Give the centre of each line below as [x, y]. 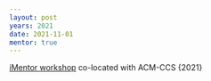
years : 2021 [31, 26]
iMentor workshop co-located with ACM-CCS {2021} [106, 68]
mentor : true [33, 42]
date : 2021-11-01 [41, 34]
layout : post [33, 17]
